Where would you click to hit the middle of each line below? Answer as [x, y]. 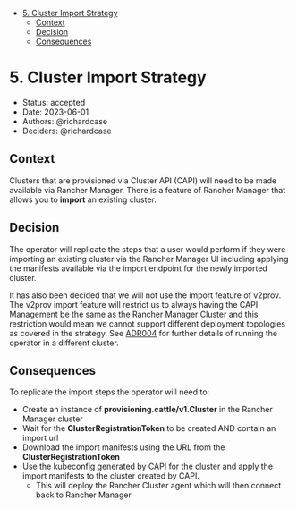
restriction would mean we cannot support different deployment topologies [148, 323]
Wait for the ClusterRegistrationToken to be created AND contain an [149, 428]
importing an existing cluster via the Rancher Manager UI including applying [149, 259]
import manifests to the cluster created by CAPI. [110, 476]
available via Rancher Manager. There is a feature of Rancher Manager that [148, 190]
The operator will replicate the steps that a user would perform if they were [148, 249]
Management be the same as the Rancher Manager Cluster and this [134, 314]
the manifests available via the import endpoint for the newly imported [139, 268]
